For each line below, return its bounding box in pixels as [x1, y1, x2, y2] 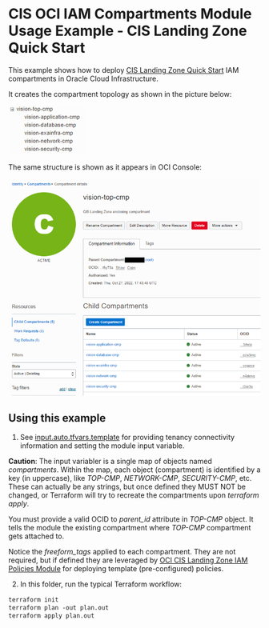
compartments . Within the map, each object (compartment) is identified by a [8, 465, 261, 474]
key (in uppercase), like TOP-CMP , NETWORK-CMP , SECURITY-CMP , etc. [8, 474, 252, 483]
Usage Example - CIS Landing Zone [8, 22, 247, 40]
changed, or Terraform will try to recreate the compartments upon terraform [8, 490, 259, 500]
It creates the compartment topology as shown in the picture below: [8, 89, 232, 98]
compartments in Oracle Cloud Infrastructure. [8, 74, 159, 83]
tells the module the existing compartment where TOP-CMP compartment [8, 523, 251, 533]
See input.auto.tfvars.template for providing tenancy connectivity [19, 433, 235, 442]
